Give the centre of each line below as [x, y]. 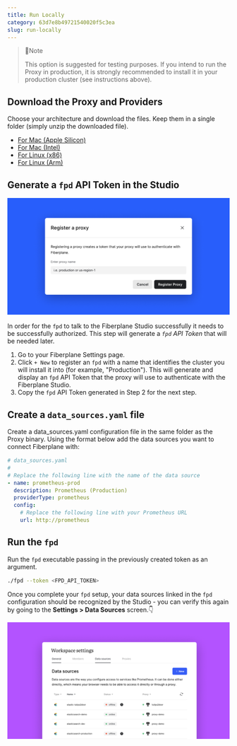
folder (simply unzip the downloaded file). [68, 127]
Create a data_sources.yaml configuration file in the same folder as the [110, 432]
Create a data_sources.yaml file [76, 415]
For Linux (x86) [39, 155]
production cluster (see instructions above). [88, 80]
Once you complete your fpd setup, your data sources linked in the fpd [110, 594]
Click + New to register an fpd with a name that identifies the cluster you [121, 362]
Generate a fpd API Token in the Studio [93, 185]
